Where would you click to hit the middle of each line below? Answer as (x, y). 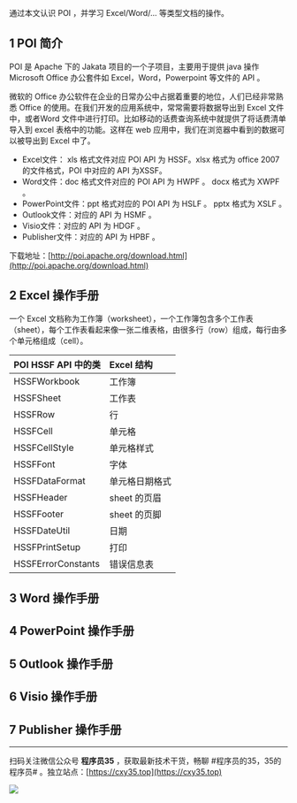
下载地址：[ (30, 256)
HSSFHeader (41, 497)
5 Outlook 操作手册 (61, 664)
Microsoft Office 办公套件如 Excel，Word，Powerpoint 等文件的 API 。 (137, 77)
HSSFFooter (39, 514)
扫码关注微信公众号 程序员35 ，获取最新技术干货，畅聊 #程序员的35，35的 (145, 761)
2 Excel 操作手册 (54, 296)
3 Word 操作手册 (54, 598)
